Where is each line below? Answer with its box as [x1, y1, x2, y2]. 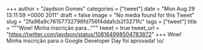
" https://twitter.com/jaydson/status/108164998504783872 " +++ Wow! [6, 31, 182, 38]
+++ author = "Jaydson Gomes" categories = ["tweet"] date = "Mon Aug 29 [6, 5, 195, 12]
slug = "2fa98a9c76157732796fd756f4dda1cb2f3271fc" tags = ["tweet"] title [6, 18, 197, 25]
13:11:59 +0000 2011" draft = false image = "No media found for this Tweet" [6, 11, 195, 19]
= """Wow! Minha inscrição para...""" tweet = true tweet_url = [6, 24, 160, 31]
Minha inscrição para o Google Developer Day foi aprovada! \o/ [6, 37, 164, 44]
